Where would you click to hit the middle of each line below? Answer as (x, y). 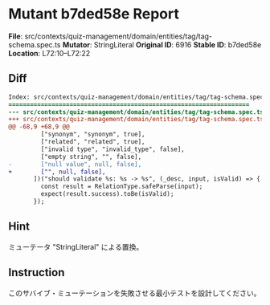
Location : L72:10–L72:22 (49, 53)
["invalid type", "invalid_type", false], (112, 149)
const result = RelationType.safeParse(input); (122, 187)
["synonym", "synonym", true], (93, 134)
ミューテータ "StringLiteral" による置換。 (76, 246)
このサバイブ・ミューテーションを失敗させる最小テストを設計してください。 (135, 293)
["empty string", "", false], (91, 157)
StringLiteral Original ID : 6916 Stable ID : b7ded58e (178, 44)
